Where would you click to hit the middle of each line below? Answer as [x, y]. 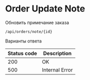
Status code [22, 53]
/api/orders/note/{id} [29, 31]
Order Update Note [45, 9]
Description [57, 53]
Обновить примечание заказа [37, 22]
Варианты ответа [23, 41]
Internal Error [57, 69]
